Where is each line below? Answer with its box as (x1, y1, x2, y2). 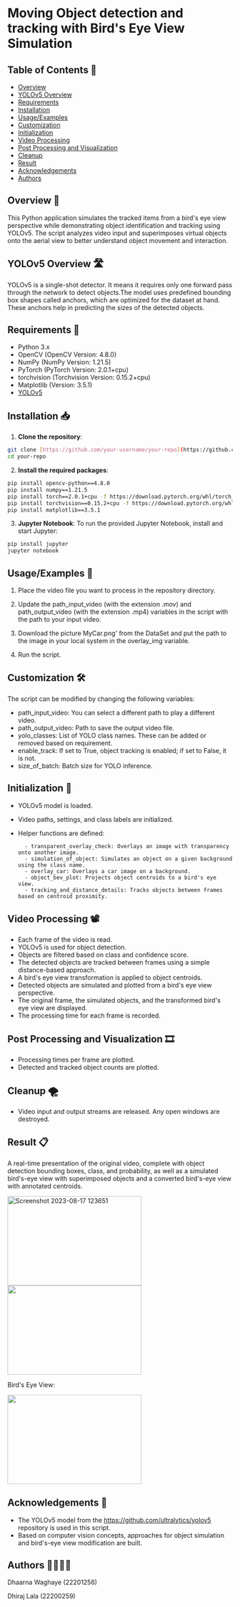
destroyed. (17, 1115, 50, 1123)
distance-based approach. (17, 966, 96, 975)
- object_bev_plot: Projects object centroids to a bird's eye (24, 874, 216, 881)
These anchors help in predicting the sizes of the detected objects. (7, 303, 205, 312)
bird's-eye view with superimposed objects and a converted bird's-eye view (7, 1174, 232, 1183)
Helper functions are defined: (17, 829, 105, 837)
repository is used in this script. (17, 1523, 111, 1532)
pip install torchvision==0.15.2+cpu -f (7, 499, 130, 507)
